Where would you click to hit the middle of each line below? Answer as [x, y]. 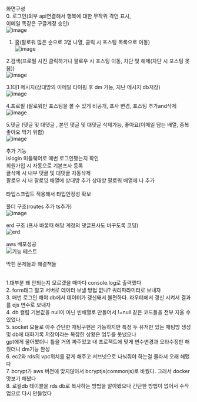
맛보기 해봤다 [21, 378]
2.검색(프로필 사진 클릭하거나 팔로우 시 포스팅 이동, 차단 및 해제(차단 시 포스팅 [95, 61]
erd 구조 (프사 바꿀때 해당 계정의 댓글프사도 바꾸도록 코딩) [72, 225]
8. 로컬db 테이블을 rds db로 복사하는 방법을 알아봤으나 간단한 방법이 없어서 [92, 386]
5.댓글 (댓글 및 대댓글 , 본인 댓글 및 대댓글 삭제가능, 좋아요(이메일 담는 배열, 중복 [98, 125]
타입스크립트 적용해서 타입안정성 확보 [49, 194]
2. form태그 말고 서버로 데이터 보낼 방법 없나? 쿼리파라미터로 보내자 [84, 290]
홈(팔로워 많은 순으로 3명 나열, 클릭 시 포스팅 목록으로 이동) [82, 42]
